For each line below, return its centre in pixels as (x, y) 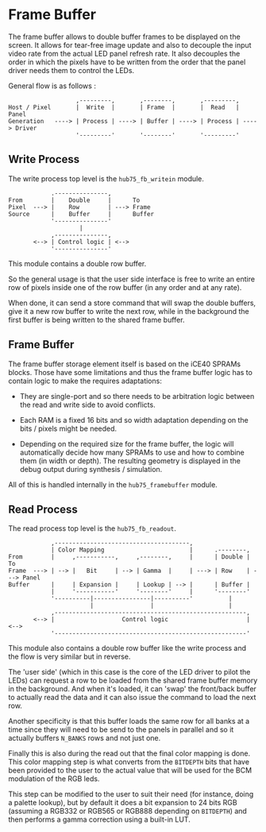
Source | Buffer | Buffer (81, 214)
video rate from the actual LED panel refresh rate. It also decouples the (124, 53)
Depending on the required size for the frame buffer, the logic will (127, 443)
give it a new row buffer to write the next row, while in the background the (129, 311)
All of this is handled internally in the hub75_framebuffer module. (113, 484)
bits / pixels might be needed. (68, 428)
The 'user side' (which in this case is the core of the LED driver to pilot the (129, 672)
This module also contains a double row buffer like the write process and (127, 648)
